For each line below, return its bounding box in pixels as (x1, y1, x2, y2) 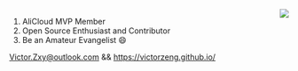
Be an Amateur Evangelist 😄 (21, 35, 127, 45)
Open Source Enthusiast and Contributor (21, 25, 171, 36)
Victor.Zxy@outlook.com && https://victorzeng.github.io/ (9, 52, 216, 62)
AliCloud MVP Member (21, 17, 106, 26)
